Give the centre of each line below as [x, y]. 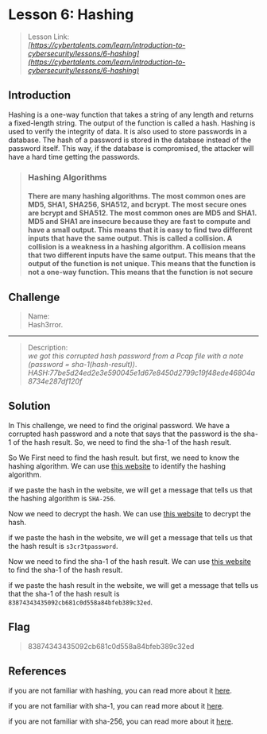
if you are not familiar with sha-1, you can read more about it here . [116, 705]
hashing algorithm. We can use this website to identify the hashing [117, 466]
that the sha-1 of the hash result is [64, 593]
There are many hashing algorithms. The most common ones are [137, 196]
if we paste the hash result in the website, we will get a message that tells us [133, 585]
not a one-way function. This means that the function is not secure [140, 272]
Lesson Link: [48, 37]
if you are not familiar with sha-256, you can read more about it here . [121, 721]
